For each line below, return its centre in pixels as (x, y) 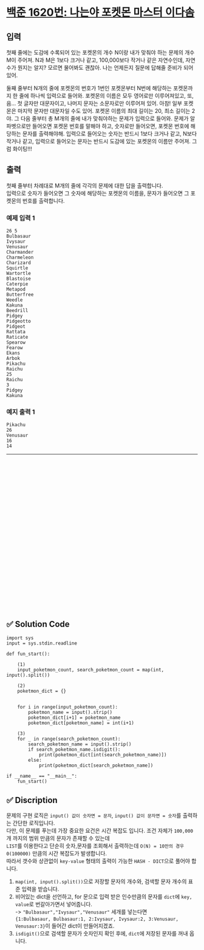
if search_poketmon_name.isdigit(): (74, 750)
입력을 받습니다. (40, 889)
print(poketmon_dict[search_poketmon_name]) (96, 765)
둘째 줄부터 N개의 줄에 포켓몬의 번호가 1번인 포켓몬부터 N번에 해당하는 (89, 88)
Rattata (16, 332)
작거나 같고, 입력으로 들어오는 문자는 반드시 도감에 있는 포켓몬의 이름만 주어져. (99, 141)
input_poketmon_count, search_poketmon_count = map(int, (91, 670)
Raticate (17, 338)
